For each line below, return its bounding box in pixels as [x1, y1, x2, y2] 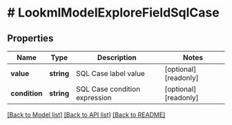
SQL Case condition [75, 84, 140, 94]
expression [75, 93, 112, 102]
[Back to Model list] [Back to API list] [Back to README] [7, 110, 166, 119]
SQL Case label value [75, 69, 145, 78]
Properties [7, 32, 54, 44]
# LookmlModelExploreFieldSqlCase [7, 5, 220, 21]
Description [97, 53, 137, 62]
